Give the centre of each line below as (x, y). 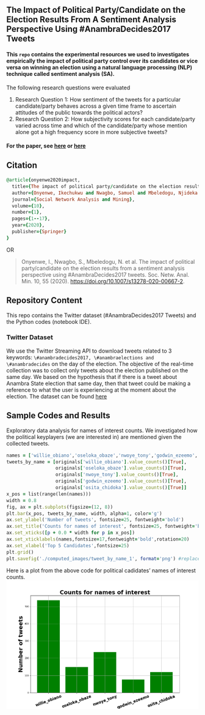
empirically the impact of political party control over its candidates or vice (102, 61)
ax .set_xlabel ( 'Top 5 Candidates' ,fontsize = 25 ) (68, 545)
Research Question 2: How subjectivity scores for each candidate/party (105, 119)
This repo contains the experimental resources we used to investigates (98, 54)
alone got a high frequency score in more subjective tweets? (91, 132)
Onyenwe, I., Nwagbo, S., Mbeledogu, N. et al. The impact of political (108, 261)
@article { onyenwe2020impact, (43, 180)
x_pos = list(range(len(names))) (49, 494)
